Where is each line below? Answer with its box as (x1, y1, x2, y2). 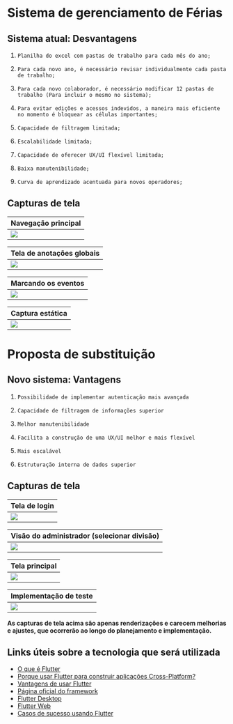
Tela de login (10, 500, 54, 510)
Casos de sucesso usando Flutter (17, 709, 113, 718)
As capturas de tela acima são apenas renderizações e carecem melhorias (7, 619, 227, 627)
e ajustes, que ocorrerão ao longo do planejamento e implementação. (7, 626, 212, 635)
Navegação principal (10, 218, 81, 228)
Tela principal (10, 561, 57, 571)
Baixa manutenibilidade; (17, 165, 90, 172)
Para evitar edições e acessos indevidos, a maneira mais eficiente (17, 105, 220, 112)
